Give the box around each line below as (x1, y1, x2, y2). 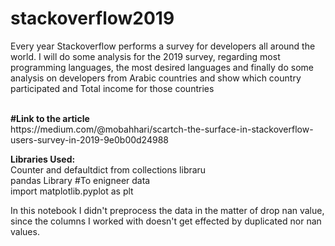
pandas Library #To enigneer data (10, 174, 151, 186)
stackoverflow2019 (10, 7, 175, 30)
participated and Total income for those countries (10, 82, 215, 94)
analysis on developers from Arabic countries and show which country (10, 72, 302, 84)
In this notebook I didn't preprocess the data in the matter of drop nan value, (10, 204, 325, 216)
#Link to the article (10, 112, 90, 124)
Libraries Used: (10, 153, 76, 165)
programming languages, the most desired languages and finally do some (10, 61, 314, 73)
